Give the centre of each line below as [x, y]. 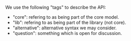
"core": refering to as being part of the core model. [66, 17]
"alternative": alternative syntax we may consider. [64, 28]
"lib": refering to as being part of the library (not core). [69, 23]
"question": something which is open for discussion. [67, 33]
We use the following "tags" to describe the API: [56, 7]
